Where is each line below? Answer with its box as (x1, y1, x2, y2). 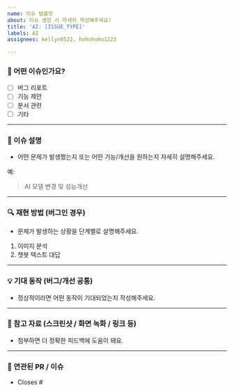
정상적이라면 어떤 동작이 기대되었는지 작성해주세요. (17, 293, 155, 301)
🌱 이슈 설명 (7, 135, 42, 145)
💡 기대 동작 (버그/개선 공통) (7, 276, 93, 286)
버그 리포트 (17, 84, 48, 92)
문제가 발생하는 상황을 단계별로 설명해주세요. (17, 227, 139, 235)
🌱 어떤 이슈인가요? (7, 67, 65, 77)
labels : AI (7, 29, 39, 37)
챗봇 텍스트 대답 (17, 251, 61, 259)
